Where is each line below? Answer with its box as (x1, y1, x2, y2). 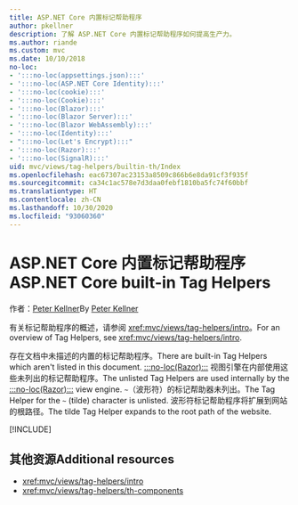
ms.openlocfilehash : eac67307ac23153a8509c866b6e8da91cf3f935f (9, 170, 249, 179)
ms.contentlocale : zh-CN (9, 195, 101, 205)
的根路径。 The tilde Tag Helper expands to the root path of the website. (9, 406, 272, 417)
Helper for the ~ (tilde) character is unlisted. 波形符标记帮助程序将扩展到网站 (9, 395, 288, 405)
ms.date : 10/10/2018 (9, 54, 86, 63)
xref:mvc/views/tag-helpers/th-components (21, 485, 184, 496)
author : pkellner (9, 21, 74, 30)
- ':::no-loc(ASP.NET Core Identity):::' (9, 79, 165, 88)
